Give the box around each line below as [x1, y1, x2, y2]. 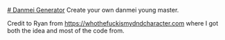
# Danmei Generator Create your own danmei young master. [7, 6, 179, 14]
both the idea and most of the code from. [7, 27, 125, 34]
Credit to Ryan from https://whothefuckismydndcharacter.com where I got [7, 19, 219, 27]
